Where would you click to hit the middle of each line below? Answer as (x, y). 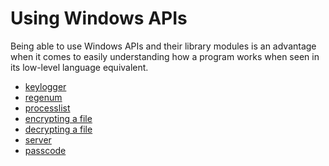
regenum (43, 97)
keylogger (45, 86)
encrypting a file (58, 118)
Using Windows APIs (99, 18)
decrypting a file (58, 129)
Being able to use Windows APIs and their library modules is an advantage (163, 46)
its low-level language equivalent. (79, 67)
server (38, 139)
